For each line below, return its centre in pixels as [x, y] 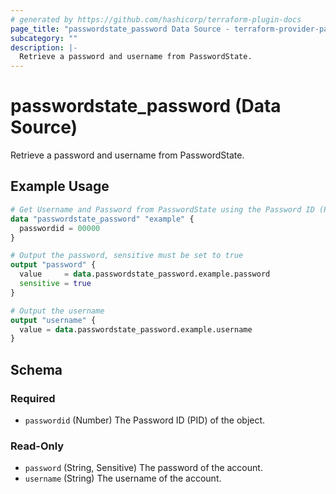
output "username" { [53, 320]
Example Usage [60, 186]
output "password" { [53, 265]
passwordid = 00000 [60, 228]
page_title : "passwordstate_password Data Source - [120, 29]
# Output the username [57, 311]
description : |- [44, 47]
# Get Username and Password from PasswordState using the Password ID [162, 209]
